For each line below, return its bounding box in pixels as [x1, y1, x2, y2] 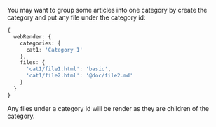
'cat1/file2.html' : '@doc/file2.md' [25, 73, 133, 80]
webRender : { [13, 33, 52, 40]
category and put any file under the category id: [7, 13, 146, 22]
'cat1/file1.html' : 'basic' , [25, 66, 112, 73]
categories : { [20, 40, 61, 47]
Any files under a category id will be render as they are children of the [7, 104, 210, 112]
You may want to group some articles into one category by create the [7, 6, 208, 14]
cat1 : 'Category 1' [25, 46, 83, 53]
